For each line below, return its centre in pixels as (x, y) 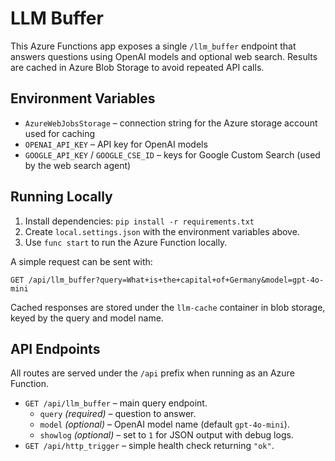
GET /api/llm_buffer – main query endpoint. (116, 403)
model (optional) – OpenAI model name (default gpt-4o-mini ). (164, 424)
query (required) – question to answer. (118, 414)
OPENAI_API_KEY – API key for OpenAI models (116, 144)
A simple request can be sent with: (81, 261)
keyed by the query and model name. (87, 318)
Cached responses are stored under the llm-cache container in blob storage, (168, 307)
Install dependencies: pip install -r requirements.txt (139, 221)
